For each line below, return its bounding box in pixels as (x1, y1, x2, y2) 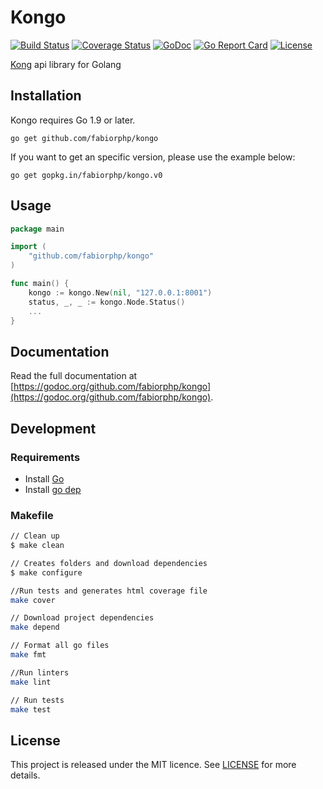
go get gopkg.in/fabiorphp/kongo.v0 (10, 170, 163, 180)
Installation (10, 87, 82, 105)
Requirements (10, 450, 81, 464)
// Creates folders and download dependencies (10, 558, 208, 568)
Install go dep (24, 483, 82, 495)
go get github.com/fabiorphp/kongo (10, 133, 159, 143)
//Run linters (10, 667, 70, 678)
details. (10, 769, 41, 781)
